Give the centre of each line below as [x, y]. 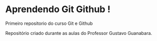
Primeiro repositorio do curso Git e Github [49, 23]
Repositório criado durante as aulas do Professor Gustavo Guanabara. [79, 33]
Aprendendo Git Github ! [58, 9]
